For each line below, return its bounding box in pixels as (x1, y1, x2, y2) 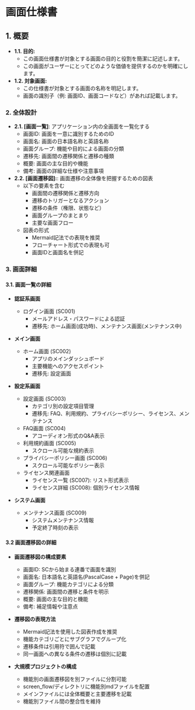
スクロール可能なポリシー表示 (31, 462, 105, 469)
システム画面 (14, 497, 45, 504)
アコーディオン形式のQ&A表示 (31, 432, 105, 439)
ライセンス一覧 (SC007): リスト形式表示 (31, 476, 129, 484)
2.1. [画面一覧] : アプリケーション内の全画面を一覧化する (14, 123, 150, 130)
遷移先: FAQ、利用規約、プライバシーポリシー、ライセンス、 (31, 410, 180, 417)
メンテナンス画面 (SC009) (22, 509, 87, 516)
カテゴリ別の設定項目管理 (31, 402, 95, 410)
